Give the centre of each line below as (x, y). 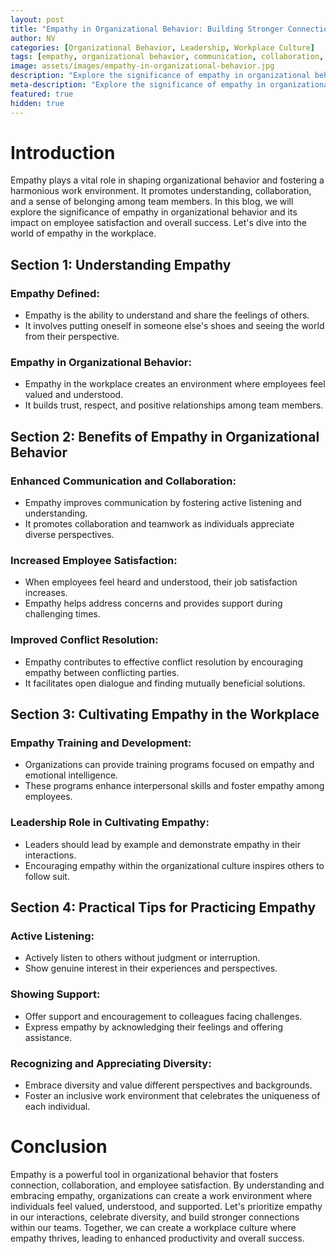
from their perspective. (72, 337)
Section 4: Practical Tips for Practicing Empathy (163, 907)
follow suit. (47, 876)
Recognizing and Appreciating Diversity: (111, 1063)
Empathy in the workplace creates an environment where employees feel (175, 384)
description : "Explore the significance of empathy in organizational (160, 76)
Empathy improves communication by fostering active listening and (163, 503)
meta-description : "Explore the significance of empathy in (138, 85)
